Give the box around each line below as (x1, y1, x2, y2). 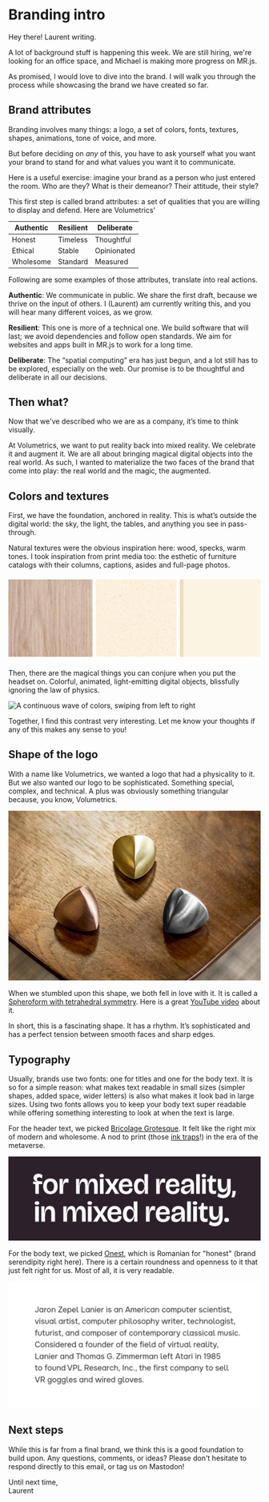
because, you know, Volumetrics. (8, 794, 118, 804)
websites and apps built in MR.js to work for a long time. (8, 339, 194, 349)
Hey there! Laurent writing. (8, 32, 97, 42)
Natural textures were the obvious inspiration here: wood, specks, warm (8, 543, 246, 553)
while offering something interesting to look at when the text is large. (8, 1108, 235, 1118)
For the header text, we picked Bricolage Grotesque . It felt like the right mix (8, 1123, 256, 1134)
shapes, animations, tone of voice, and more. (8, 133, 158, 143)
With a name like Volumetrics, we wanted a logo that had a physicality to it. (8, 769, 255, 778)
